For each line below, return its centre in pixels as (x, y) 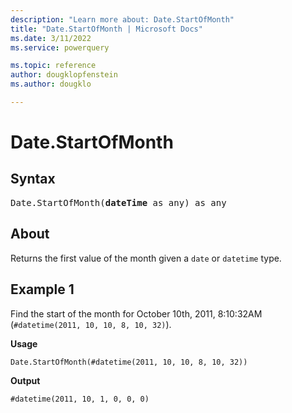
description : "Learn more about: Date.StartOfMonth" (122, 19)
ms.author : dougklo (51, 84)
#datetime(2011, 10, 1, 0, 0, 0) (80, 399)
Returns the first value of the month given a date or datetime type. (146, 258)
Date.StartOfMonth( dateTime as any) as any (118, 202)
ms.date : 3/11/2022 (51, 38)
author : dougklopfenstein (64, 75)
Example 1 (42, 289)
